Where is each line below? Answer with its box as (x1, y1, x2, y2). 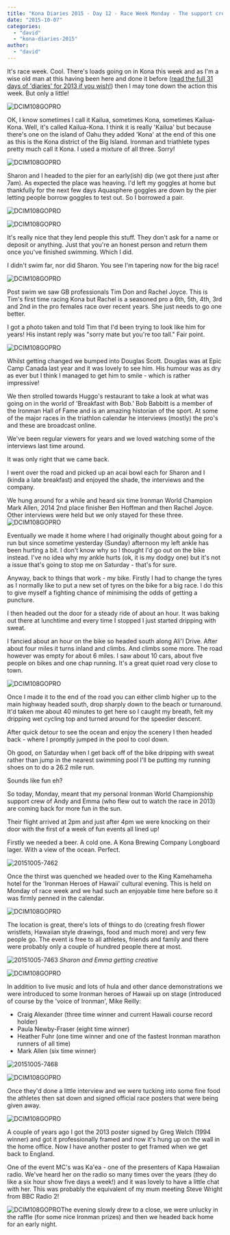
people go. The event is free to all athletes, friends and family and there (7, 935, 209, 943)
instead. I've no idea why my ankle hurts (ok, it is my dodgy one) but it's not (7, 553, 221, 562)
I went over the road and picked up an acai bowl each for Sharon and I (7, 468, 205, 476)
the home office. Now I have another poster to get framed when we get (7, 1142, 208, 1151)
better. (7, 310, 26, 318)
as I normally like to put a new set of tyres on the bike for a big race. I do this (7, 581, 223, 589)
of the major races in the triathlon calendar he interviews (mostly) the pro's (7, 413, 218, 422)
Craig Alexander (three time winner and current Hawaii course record (16, 1010, 213, 1018)
